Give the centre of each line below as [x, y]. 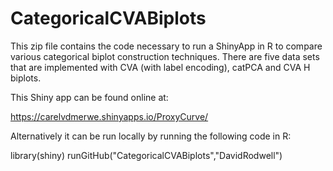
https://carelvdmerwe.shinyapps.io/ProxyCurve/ [109, 116]
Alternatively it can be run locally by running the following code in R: [151, 136]
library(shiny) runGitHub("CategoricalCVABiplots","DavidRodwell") [146, 155]
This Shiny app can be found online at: [89, 97]
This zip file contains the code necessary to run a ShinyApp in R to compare [166, 46]
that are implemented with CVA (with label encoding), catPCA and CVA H [160, 67]
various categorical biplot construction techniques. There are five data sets [165, 56]
